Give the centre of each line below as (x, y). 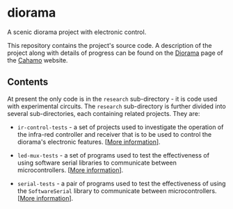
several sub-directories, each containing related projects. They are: (104, 113)
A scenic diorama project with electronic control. (77, 32)
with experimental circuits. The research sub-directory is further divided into (116, 106)
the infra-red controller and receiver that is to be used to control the (114, 134)
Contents (28, 82)
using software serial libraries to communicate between (97, 162)
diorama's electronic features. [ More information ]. (89, 142)
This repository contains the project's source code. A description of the (110, 45)
